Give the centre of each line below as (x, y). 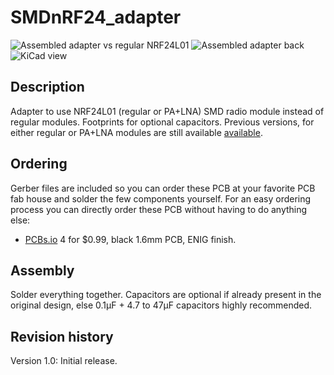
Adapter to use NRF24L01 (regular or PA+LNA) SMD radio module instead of (167, 111)
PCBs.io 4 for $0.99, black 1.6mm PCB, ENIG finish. (130, 239)
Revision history (62, 336)
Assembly (42, 270)
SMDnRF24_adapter (96, 17)
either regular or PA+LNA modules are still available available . (136, 132)
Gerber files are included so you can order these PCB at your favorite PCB (163, 188)
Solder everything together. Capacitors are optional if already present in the (166, 295)
